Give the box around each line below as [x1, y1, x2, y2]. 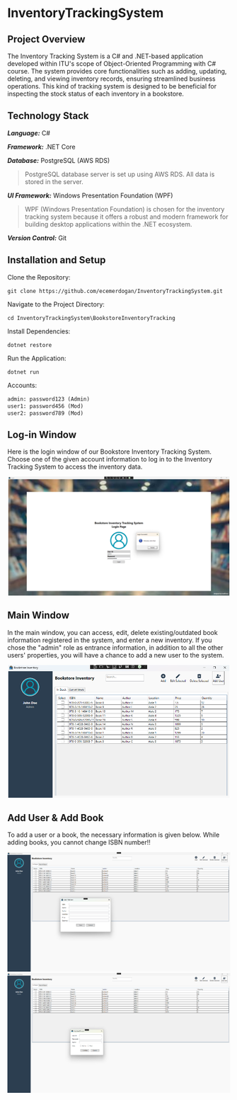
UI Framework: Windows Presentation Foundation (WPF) [7, 191, 173, 200]
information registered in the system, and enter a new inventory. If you [7, 636, 212, 644]
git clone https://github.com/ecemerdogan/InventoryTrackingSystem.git [7, 287, 223, 294]
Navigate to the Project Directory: [7, 299, 105, 309]
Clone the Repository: [7, 273, 71, 281]
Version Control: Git [7, 234, 67, 242]
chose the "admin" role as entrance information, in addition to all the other [7, 643, 224, 652]
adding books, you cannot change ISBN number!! [7, 838, 151, 847]
